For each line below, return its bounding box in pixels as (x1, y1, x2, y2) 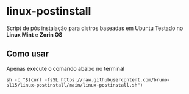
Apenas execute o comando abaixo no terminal (6, 65, 125, 72)
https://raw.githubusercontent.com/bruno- (60, 76, 171, 83)
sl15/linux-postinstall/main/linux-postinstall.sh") (6, 82, 143, 88)
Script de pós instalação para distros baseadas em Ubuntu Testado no (6, 24, 184, 32)
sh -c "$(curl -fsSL (6, 76, 59, 83)
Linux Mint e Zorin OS (6, 31, 63, 38)
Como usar (6, 49, 49, 59)
